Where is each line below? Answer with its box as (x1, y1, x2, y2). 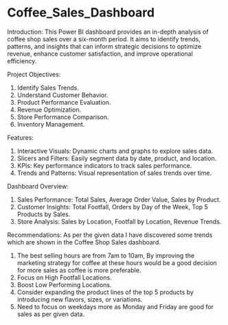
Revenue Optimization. (16, 105, 82, 114)
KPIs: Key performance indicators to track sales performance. (16, 161, 192, 169)
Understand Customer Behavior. (16, 91, 109, 99)
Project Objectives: (7, 70, 61, 78)
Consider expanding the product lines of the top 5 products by (16, 288, 194, 296)
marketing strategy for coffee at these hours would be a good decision (16, 258, 218, 266)
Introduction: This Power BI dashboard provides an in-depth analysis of (7, 28, 209, 36)
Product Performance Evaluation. (16, 98, 111, 106)
